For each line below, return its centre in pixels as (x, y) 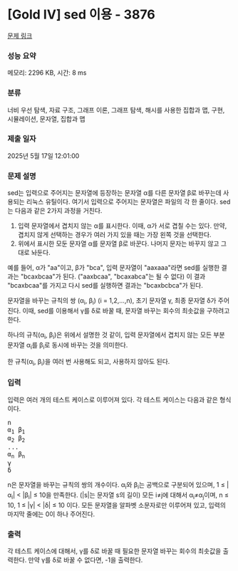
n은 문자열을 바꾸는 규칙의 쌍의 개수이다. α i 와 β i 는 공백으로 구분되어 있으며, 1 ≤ (117, 486)
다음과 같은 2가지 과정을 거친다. (58, 211)
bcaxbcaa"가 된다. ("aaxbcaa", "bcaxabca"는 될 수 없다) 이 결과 (115, 277)
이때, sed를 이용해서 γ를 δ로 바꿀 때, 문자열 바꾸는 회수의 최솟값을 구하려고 (126, 310)
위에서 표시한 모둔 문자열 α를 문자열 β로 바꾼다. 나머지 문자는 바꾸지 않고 (118, 243)
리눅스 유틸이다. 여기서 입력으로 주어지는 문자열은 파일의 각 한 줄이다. (122, 202)
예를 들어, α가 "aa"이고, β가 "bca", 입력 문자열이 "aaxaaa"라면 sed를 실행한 (114, 268)
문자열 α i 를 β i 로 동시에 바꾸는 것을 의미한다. (68, 346)
